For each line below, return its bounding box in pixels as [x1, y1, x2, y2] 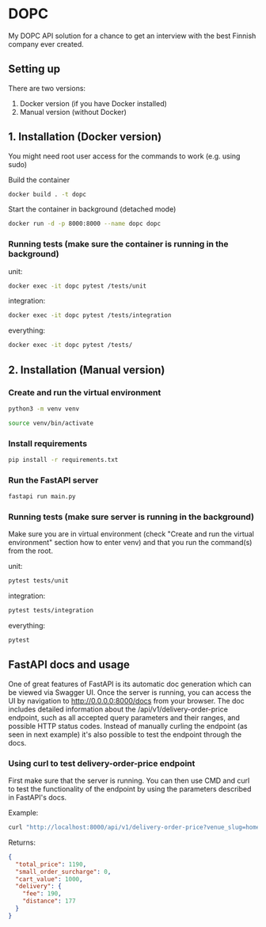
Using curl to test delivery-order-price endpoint [8, 757, 196, 769]
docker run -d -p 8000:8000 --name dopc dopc [8, 219, 161, 228]
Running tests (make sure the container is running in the [8, 238, 229, 250]
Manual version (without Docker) [19, 107, 127, 116]
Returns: [8, 837, 36, 847]
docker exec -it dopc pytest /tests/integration [8, 311, 172, 319]
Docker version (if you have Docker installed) [19, 98, 168, 108]
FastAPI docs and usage [8, 658, 131, 672]
